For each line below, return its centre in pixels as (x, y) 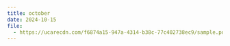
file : (15, 26)
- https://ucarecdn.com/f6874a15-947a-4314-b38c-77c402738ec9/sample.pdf (120, 32)
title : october (29, 13)
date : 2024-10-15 (32, 20)
